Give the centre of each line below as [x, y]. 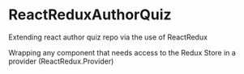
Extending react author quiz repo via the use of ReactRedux [108, 37]
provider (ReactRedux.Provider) [61, 61]
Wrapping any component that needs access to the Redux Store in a [122, 52]
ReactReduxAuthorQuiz [90, 15]
